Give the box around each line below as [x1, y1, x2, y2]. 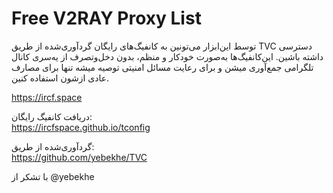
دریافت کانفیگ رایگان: [11, 110, 93, 122]
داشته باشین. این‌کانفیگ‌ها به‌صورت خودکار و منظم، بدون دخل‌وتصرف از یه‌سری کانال [11, 50, 324, 62]
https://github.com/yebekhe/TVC [11, 151, 148, 163]
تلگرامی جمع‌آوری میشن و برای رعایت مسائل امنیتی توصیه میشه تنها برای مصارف [11, 61, 314, 73]
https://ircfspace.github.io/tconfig [11, 121, 151, 133]
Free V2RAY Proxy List [11, 7, 202, 30]
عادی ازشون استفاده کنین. [11, 72, 110, 84]
